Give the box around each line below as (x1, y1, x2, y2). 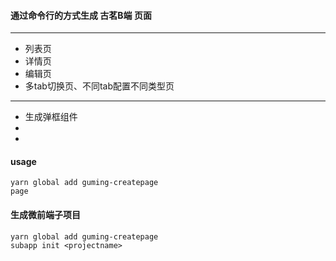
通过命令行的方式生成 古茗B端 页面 (10, 9, 152, 21)
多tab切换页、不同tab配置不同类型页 (24, 80, 175, 92)
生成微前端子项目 (10, 209, 81, 220)
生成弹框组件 (24, 111, 78, 123)
